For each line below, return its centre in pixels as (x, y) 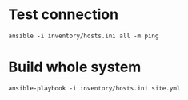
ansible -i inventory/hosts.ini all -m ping (84, 36)
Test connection (63, 15)
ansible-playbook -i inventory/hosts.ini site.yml (94, 88)
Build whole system (75, 67)
